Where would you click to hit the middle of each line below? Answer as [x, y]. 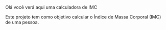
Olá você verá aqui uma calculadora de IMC [51, 7]
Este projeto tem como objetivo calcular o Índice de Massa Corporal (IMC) [83, 17]
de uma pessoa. [22, 22]
